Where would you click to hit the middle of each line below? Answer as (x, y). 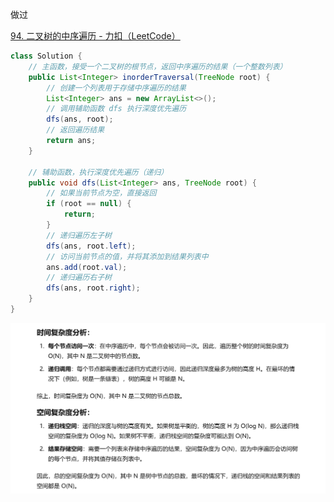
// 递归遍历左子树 (79, 235)
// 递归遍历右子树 (79, 278)
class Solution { (46, 56)
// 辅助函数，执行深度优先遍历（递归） (98, 172)
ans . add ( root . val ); (87, 267)
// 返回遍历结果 (75, 130)
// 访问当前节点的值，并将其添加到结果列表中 (127, 256)
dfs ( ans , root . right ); (93, 288)
